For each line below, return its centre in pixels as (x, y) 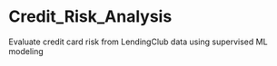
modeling (26, 51)
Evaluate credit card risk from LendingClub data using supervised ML (138, 42)
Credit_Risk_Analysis (90, 17)
